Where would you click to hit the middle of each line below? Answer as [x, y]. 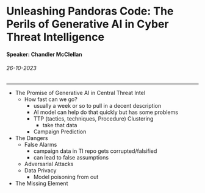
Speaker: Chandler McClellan [44, 54]
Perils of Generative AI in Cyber [88, 24]
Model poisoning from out [66, 177]
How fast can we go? [51, 99]
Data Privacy [40, 170]
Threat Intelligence [56, 37]
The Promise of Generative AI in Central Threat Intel [80, 93]
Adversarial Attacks [49, 164]
